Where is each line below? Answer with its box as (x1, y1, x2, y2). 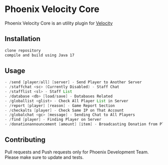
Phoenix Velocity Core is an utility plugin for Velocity (5, 20, 113, 26)
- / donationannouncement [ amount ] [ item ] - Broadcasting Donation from (5, 122, 157, 127)
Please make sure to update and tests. (5, 154, 84, 160)
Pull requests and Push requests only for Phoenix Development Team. (5, 149, 149, 155)
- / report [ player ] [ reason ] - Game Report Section (5, 103, 115, 108)
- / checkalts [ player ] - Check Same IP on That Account (5, 108, 124, 113)
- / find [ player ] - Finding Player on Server (5, 117, 101, 122)
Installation (5, 35, 41, 43)
